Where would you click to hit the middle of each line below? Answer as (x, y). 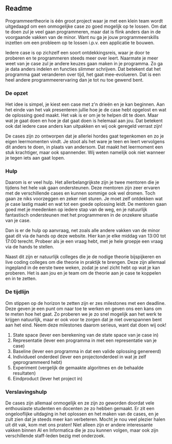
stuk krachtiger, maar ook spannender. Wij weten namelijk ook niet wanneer (85, 152)
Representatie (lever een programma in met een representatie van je (85, 340)
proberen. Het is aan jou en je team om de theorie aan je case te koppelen (83, 273)
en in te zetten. (21, 279)
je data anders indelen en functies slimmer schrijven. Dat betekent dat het (83, 69)
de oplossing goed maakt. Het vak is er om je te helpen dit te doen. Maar (82, 115)
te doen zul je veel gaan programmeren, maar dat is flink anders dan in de (83, 32)
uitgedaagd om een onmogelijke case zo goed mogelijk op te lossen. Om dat (86, 26)
